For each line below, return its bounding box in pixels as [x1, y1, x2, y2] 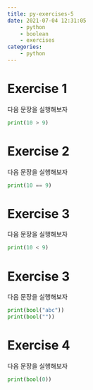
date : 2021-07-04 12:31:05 [7, 17, 87, 24]
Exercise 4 [7, 337, 70, 354]
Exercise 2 [7, 143, 70, 159]
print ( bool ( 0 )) [7, 376, 52, 383]
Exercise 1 [7, 81, 68, 97]
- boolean [20, 30, 49, 38]
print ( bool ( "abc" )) [7, 307, 65, 314]
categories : [7, 43, 42, 50]
